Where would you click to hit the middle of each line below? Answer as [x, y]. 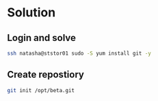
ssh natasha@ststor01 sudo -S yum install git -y [79, 53]
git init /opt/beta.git [41, 90]
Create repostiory [45, 75]
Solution [31, 13]
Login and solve [42, 38]
